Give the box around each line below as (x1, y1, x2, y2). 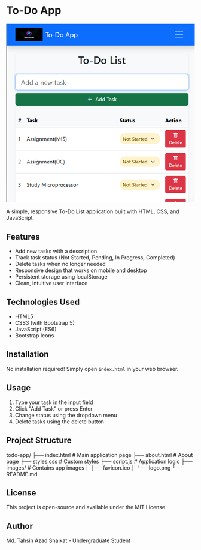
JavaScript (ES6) (14, 325, 57, 333)
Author (6, 521, 33, 531)
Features (6, 232, 40, 242)
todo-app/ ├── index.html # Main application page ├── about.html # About (6, 451, 193, 458)
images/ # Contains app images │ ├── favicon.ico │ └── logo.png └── (6, 464, 184, 471)
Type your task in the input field (14, 399, 93, 406)
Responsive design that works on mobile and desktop (14, 267, 148, 274)
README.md (6, 470, 38, 477)
